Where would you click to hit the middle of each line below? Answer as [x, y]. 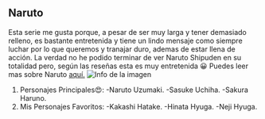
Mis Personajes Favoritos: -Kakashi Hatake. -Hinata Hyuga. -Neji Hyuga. [138, 106]
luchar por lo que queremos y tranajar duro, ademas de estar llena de [122, 49]
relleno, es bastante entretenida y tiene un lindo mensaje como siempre [125, 40]
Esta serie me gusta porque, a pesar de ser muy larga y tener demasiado [127, 32]
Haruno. [33, 98]
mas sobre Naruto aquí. [47, 74]
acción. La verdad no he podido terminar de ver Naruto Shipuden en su [125, 57]
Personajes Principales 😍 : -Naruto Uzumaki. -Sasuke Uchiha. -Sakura [134, 90]
